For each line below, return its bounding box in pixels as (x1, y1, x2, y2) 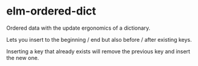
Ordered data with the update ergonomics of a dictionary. (6, 24, 150, 31)
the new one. (6, 54, 40, 61)
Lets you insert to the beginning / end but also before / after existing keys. (6, 36, 192, 43)
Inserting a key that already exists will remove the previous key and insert (6, 47, 191, 55)
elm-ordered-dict (6, 4, 96, 18)
